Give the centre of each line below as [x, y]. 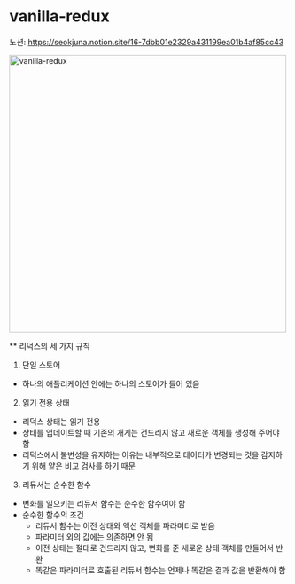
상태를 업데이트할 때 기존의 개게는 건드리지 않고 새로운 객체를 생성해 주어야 [151, 432]
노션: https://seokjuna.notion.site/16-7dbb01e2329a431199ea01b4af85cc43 [147, 42]
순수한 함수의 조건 [53, 514]
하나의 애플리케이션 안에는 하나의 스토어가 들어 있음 [111, 383]
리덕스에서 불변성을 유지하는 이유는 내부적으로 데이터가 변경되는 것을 [140, 454]
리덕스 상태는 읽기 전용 [61, 421]
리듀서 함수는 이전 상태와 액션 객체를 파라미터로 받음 [125, 525]
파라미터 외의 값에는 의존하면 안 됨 [94, 537]
